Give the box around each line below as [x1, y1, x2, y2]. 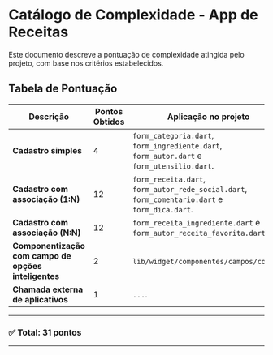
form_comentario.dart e [132, 193, 223, 204]
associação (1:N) [12, 193, 80, 204]
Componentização [12, 240, 85, 251]
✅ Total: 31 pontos [8, 327, 82, 338]
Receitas [8, 23, 69, 41]
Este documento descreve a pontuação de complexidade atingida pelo [8, 49, 245, 59]
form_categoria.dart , [132, 130, 214, 141]
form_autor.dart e [132, 150, 202, 161]
